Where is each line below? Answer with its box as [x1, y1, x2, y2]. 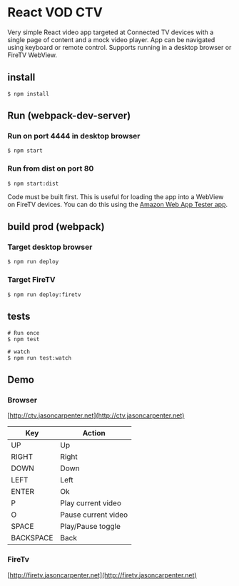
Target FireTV [7, 275, 56, 285]
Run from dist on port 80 [7, 163, 94, 173]
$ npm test [7, 335, 40, 343]
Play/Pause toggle [60, 522, 121, 532]
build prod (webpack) [7, 221, 105, 233]
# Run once [7, 329, 40, 336]
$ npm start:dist [7, 180, 59, 187]
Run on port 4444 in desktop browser [7, 131, 141, 141]
